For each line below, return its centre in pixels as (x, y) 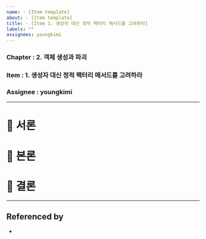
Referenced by (35, 217)
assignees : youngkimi (34, 35)
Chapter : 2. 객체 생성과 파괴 (47, 57)
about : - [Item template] (39, 18)
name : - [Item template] (38, 12)
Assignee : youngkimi (39, 92)
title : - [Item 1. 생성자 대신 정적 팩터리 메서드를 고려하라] (77, 23)
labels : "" (20, 29)
